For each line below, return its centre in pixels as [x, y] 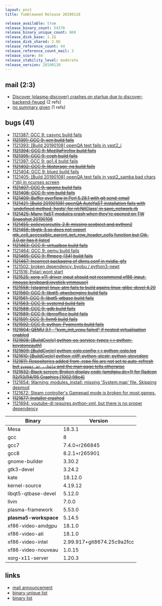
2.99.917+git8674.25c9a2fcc [99, 542]
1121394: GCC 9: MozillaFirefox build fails [54, 150]
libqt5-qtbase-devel [32, 494]
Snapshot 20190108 [32, 219]
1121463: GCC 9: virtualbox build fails [50, 245]
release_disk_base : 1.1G [31, 37]
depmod [21, 387]
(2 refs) [54, 102]
